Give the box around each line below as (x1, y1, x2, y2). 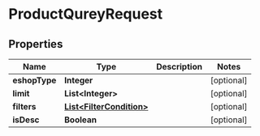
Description (155, 62, 203, 72)
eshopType (12, 74, 57, 86)
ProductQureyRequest (8, 5, 163, 23)
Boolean (64, 114, 97, 125)
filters (12, 101, 37, 112)
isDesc (12, 114, 40, 125)
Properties (8, 37, 63, 51)
